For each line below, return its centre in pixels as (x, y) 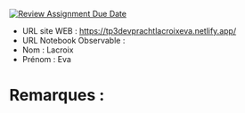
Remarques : (57, 96)
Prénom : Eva (46, 59)
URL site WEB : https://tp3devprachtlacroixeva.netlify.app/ (129, 31)
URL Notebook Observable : (73, 40)
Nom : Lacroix (48, 50)
